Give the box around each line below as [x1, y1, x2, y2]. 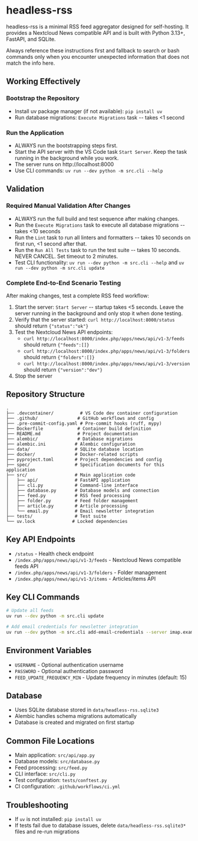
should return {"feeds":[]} [23, 341, 90, 348]
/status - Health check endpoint [14, 550, 94, 557]
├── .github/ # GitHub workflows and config [6, 415, 154, 421]
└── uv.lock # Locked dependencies [6, 518, 128, 524]
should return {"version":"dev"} [23, 366, 103, 373]
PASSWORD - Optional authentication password [14, 667, 124, 674]
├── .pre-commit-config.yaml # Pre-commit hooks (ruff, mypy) [6, 420, 162, 426]
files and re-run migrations [14, 828, 80, 835]
